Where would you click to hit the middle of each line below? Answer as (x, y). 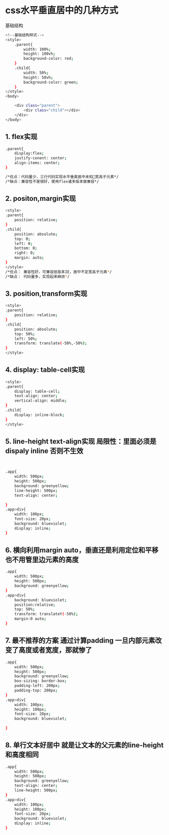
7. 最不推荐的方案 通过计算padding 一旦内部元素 (80, 640)
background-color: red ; (48, 59)
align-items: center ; (37, 163)
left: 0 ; (24, 243)
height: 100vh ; (40, 54)
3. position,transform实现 (46, 293)
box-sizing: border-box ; (41, 681)
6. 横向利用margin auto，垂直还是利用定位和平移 (82, 550)
